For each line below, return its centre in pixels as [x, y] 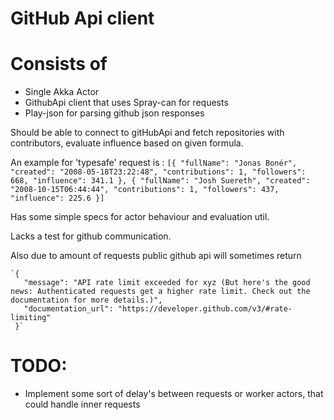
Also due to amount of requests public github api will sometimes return [156, 256]
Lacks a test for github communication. [91, 236]
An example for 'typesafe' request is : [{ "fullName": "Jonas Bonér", [154, 163]
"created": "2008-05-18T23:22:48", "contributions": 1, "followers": [158, 172]
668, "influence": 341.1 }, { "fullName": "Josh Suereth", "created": [160, 181]
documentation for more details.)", [86, 300]
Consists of [59, 64]
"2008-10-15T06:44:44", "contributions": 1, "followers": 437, [145, 190]
